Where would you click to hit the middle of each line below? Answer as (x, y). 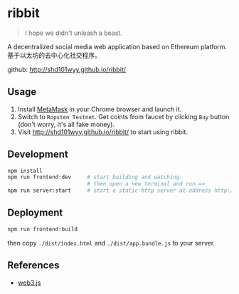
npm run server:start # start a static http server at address (110, 191)
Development (38, 154)
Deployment (35, 213)
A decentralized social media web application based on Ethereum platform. (117, 46)
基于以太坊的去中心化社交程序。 (54, 55)
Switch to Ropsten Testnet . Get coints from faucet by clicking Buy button (123, 116)
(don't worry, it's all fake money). (66, 124)
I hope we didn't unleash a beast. (73, 33)
